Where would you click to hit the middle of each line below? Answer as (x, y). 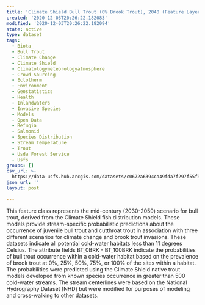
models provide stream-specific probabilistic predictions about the (90, 224)
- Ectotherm (27, 80)
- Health (23, 97)
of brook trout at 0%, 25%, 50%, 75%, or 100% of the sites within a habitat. (101, 263)
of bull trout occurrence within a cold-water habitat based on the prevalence (103, 256)
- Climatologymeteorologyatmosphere (58, 69)
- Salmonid (26, 131)
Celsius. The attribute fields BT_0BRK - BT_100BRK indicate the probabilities (101, 250)
